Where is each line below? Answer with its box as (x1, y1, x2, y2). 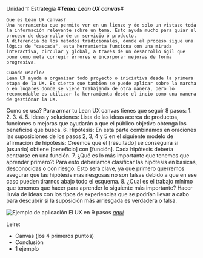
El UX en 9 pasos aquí (68, 209, 124, 216)
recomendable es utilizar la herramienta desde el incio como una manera (6, 91, 197, 97)
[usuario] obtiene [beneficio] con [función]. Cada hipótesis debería (6, 145, 174, 153)
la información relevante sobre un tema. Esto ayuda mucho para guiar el (6, 27, 197, 33)
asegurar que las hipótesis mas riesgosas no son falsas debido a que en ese (6, 171, 197, 178)
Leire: (6, 220, 21, 228)
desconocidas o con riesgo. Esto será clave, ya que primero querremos (6, 165, 185, 172)
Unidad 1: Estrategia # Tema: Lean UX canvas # (6, 5, 124, 12)
